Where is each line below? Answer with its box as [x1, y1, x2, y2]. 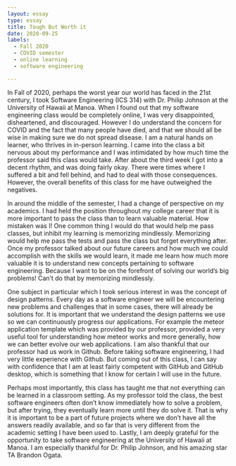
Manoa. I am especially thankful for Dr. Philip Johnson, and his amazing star [7, 443, 228, 451]
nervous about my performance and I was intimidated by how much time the [7, 148, 229, 156]
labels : [7, 37, 30, 44]
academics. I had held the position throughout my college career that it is [7, 206, 220, 215]
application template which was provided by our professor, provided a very [7, 325, 225, 333]
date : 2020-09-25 [7, 30, 58, 37]
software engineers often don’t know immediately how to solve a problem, [7, 398, 223, 407]
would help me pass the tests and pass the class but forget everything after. [7, 237, 228, 245]
